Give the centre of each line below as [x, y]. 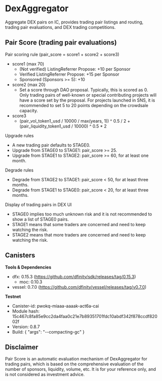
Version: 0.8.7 [26, 327]
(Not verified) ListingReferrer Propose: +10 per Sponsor [75, 69]
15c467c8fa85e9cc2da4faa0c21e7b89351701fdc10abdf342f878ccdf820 [85, 316]
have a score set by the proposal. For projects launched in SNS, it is [87, 100]
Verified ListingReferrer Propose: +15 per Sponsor [69, 74]
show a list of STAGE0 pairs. [40, 219]
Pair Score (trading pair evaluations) [61, 43]
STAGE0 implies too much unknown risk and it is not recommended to [82, 214]
